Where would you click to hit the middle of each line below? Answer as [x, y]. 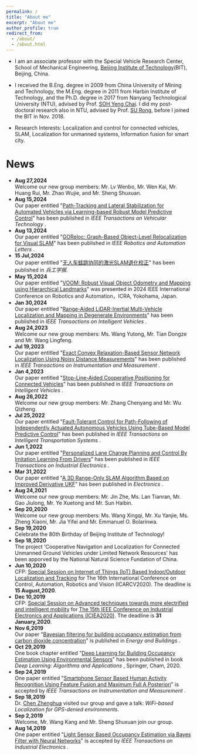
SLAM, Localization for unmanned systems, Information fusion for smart [101, 134]
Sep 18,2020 [30, 540]
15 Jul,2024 [29, 255]
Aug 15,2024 [30, 199]
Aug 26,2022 [31, 396]
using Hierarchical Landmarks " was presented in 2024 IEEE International [102, 289]
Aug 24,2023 [31, 327]
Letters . [25, 249]
